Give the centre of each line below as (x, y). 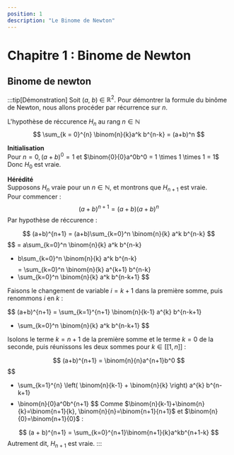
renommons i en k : (35, 298)
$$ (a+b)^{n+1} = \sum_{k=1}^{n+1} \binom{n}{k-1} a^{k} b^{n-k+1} (105, 312)
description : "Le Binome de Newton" (61, 20)
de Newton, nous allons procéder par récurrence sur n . (88, 107)
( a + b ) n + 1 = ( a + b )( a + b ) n (119, 208)
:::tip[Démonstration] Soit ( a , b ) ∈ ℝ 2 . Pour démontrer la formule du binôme (117, 99)
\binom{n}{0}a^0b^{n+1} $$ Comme (70, 403)
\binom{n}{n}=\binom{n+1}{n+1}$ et (131, 411)
